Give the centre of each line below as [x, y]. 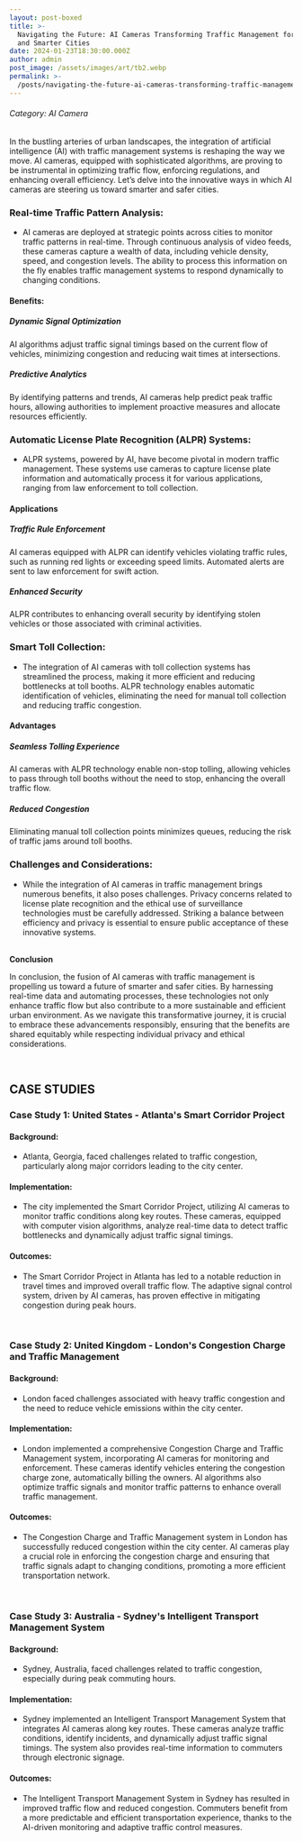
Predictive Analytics [48, 374]
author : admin [36, 59]
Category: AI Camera [49, 114]
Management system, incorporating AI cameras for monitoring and [146, 1458]
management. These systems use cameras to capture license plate [147, 469]
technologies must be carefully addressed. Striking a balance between [153, 913]
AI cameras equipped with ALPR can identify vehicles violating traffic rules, [148, 551]
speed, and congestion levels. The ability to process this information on [155, 261]
